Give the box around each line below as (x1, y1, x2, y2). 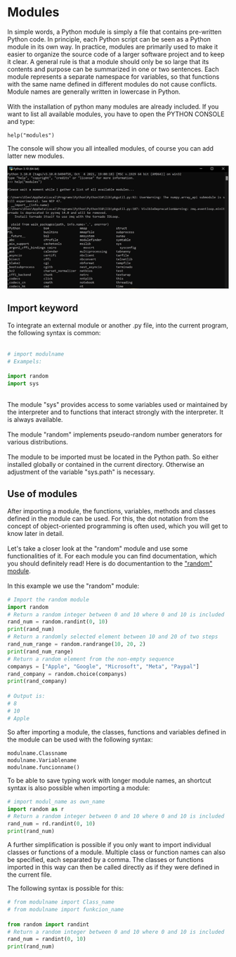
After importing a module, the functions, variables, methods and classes (7, 506, 216, 515)
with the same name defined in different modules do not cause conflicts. (7, 80, 217, 88)
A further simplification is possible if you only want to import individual (7, 841, 211, 849)
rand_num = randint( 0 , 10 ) (7, 936, 86, 943)
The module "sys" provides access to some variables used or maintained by (7, 400, 228, 408)
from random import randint (7, 920, 90, 928)
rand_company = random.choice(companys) (7, 670, 128, 677)
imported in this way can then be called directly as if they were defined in (7, 863, 220, 871)
